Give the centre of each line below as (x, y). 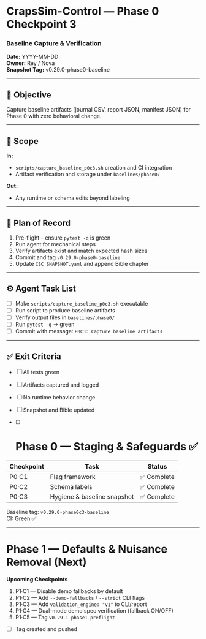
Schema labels (71, 486)
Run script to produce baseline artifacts (65, 310)
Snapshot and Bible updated (59, 410)
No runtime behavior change (59, 397)
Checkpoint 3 (41, 24)
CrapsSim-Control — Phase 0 (83, 11)
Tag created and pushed (46, 629)
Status (157, 466)
